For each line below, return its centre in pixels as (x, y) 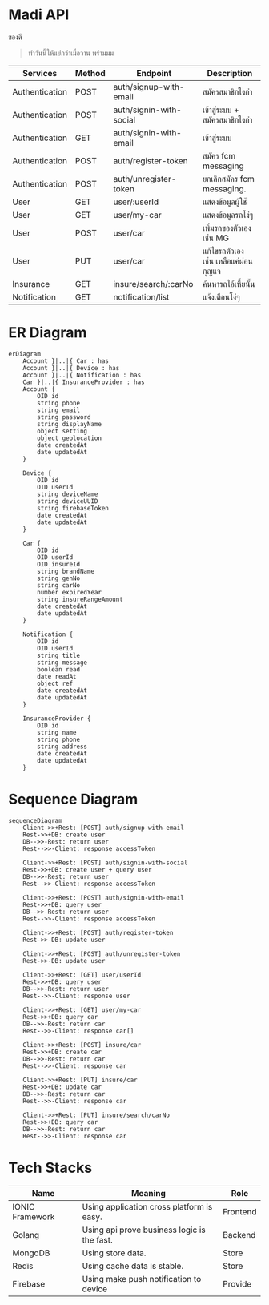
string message (62, 663)
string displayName (70, 424)
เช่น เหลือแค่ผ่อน (228, 260)
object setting (62, 431)
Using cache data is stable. (133, 1266)
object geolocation (70, 438)
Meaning (149, 1193)
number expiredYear (70, 592)
